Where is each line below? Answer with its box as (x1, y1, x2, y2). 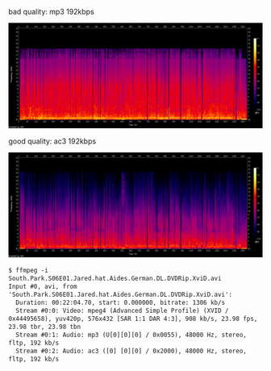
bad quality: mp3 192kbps (8, 7, 94, 16)
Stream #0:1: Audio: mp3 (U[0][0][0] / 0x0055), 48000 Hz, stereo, (15, 331, 248, 340)
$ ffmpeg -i (8, 266, 48, 275)
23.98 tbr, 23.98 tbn (8, 323, 81, 331)
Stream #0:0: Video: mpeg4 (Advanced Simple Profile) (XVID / (15, 306, 229, 315)
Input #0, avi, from (8, 282, 78, 291)
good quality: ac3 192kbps (8, 136, 97, 146)
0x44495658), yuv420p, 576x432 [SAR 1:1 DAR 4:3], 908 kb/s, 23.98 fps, (8, 315, 258, 323)
